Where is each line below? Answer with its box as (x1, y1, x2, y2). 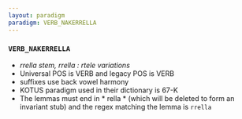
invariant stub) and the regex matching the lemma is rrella (19, 102, 212, 111)
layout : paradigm (8, 11, 65, 20)
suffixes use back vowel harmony (19, 77, 129, 86)
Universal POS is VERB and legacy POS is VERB (19, 68, 175, 78)
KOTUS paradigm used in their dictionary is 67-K (19, 85, 179, 95)
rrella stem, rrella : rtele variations (19, 60, 130, 70)
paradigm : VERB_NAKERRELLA (8, 19, 97, 27)
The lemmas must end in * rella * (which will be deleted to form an (19, 93, 235, 103)
